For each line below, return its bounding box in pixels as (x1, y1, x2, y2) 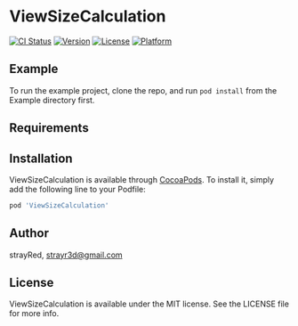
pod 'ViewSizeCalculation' (9, 200, 109, 210)
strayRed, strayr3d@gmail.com (9, 249, 123, 260)
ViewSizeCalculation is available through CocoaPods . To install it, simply (9, 174, 274, 184)
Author (9, 225, 49, 241)
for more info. (9, 308, 60, 319)
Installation (9, 151, 73, 166)
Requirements (9, 120, 89, 135)
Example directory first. (9, 94, 95, 105)
